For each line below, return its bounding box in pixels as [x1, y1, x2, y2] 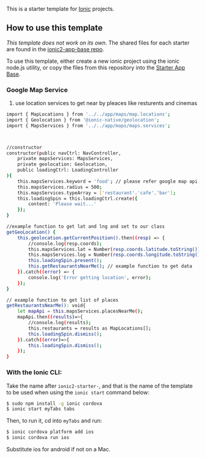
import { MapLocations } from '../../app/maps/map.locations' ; [6, 111, 171, 118]
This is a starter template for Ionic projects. [6, 5, 115, 12]
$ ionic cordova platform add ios [6, 429, 95, 435]
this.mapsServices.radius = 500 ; [17, 184, 103, 190]
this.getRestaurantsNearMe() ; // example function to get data [28, 263, 192, 269]
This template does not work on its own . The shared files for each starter [6, 39, 190, 46]
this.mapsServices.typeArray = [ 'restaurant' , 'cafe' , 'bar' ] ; [17, 189, 176, 196]
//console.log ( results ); [28, 320, 92, 326]
